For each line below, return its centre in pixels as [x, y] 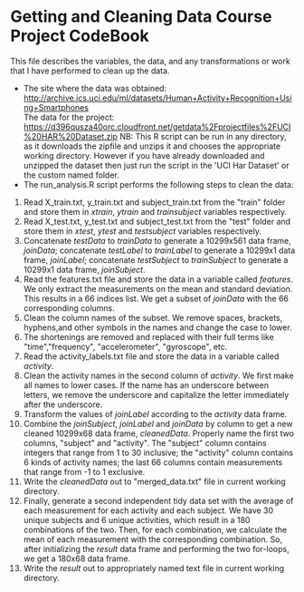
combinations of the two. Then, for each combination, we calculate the [155, 529]
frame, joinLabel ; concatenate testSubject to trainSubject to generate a [156, 259]
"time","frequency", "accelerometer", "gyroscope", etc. [125, 346]
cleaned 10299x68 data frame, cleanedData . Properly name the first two [159, 433]
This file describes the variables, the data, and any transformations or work [150, 61]
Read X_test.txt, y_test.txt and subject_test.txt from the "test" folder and [157, 221]
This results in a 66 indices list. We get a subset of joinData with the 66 [156, 298]
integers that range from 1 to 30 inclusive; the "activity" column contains [158, 452]
